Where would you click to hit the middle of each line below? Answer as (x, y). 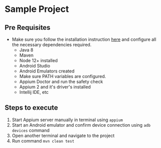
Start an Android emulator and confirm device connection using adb (81, 125)
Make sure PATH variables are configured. (63, 76)
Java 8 (26, 50)
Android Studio (35, 66)
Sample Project (37, 9)
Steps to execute (31, 108)
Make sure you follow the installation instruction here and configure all (84, 39)
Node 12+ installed (38, 60)
